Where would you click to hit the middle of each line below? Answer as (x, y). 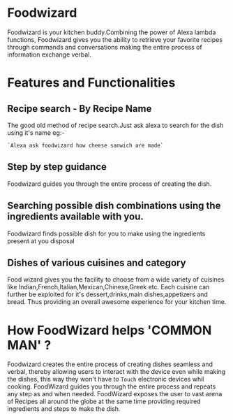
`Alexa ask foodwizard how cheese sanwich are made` (85, 145)
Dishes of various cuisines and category (97, 262)
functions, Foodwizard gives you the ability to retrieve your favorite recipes (115, 39)
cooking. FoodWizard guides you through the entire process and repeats (112, 386)
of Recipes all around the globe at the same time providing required (104, 401)
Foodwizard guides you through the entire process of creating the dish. (110, 184)
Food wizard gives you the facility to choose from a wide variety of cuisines (116, 280)
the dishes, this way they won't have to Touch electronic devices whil (106, 379)
